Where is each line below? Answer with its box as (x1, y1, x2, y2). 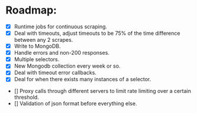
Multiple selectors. (14, 56, 60, 63)
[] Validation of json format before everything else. (14, 100, 137, 107)
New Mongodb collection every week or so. (14, 62, 121, 69)
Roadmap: (5, 4, 57, 17)
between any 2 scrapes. (14, 36, 73, 44)
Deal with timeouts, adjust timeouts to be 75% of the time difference (14, 30, 180, 36)
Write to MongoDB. (14, 42, 61, 50)
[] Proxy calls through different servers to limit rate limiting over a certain (14, 88, 192, 95)
